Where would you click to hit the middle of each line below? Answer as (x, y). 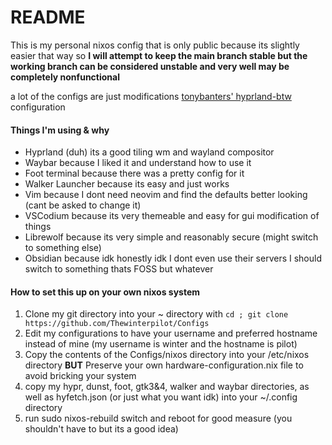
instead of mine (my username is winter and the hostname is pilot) (161, 344)
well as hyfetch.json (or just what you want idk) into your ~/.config (161, 397)
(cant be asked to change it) (83, 205)
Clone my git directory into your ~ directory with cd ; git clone (156, 314)
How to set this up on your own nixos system (105, 292)
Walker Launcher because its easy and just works (127, 184)
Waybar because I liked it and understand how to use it (138, 163)
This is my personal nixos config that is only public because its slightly (155, 45)
